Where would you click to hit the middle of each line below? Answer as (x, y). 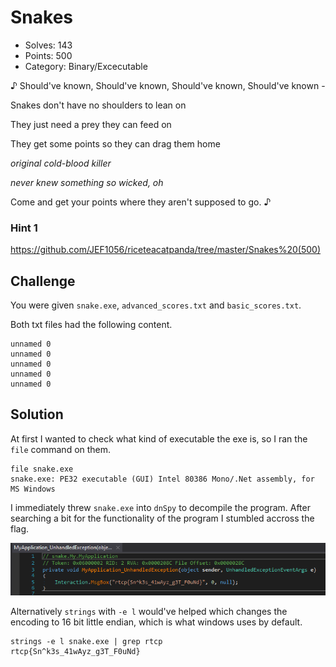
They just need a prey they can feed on (91, 124)
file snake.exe (42, 469)
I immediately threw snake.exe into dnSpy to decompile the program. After (160, 507)
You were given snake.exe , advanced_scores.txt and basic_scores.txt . (156, 305)
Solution (37, 414)
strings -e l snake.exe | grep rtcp (86, 642)
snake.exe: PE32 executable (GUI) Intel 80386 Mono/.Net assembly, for (162, 479)
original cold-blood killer (61, 163)
